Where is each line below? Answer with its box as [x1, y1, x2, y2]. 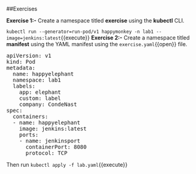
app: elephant [19, 89, 61, 96]
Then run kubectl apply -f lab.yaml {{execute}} [6, 161, 128, 168]
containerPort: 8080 [25, 144, 87, 150]
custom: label [19, 95, 61, 102]
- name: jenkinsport [19, 137, 80, 144]
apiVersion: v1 [6, 52, 52, 59]
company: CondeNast [19, 101, 77, 108]
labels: [12, 83, 35, 89]
